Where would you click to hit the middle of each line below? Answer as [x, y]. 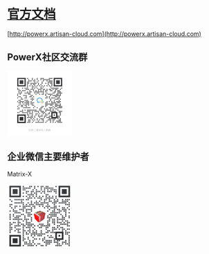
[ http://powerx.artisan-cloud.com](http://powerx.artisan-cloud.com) [104, 34]
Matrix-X [20, 174]
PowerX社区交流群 [47, 57]
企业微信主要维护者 [48, 157]
